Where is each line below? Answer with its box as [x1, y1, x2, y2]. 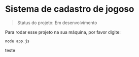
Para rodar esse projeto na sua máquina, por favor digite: [5, 29, 121, 35]
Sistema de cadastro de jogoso [5, 3, 135, 15]
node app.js [5, 38, 30, 44]
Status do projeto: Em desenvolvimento [17, 20, 97, 26]
